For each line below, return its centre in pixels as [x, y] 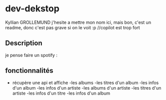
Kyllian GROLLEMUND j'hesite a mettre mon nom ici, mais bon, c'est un [78, 22]
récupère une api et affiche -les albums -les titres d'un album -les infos [85, 83]
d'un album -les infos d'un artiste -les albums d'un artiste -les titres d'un [87, 88]
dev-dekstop [32, 9]
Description [24, 43]
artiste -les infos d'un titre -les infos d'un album [61, 93]
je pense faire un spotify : [31, 55]
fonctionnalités [29, 71]
